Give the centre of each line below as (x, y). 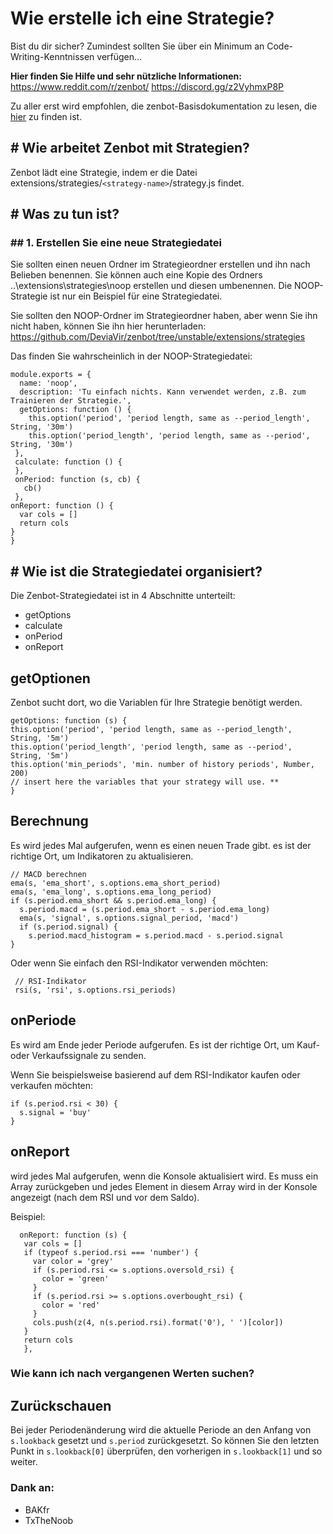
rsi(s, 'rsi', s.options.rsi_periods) (95, 990)
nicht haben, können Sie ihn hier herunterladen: (108, 326)
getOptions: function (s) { (69, 721)
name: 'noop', (48, 383)
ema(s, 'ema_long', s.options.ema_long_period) (111, 892)
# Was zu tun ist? (65, 214)
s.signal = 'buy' (55, 1112)
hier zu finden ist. (46, 116)
